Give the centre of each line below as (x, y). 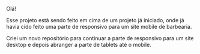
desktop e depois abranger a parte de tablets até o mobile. (79, 45)
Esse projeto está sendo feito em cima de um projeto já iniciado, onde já (95, 20)
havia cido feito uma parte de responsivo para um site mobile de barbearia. (99, 27)
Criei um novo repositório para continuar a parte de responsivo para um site (100, 38)
